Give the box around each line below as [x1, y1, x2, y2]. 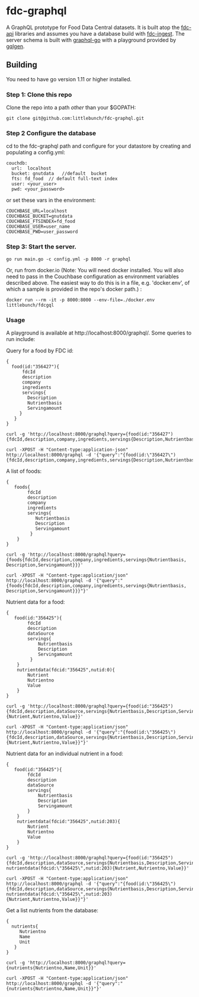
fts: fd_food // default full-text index [11, 176, 118, 182]
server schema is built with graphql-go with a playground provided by [6, 36, 176, 43]
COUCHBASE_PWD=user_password [6, 229, 78, 235]
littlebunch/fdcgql [6, 302, 54, 308]
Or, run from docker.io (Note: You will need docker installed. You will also [6, 266, 184, 273]
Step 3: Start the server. [6, 243, 77, 251]
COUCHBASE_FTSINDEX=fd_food [6, 218, 76, 225]
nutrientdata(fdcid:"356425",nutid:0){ [17, 667, 115, 673]
